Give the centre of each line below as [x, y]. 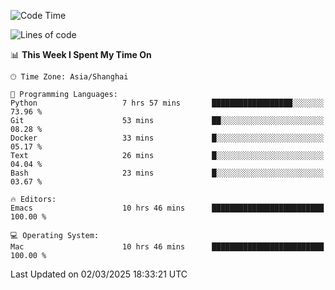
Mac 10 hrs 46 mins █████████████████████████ [167, 247]
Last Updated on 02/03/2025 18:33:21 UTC [99, 274]
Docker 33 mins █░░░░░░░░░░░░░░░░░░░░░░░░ [167, 138]
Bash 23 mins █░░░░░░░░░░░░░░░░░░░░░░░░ [167, 173]
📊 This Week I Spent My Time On [81, 54]
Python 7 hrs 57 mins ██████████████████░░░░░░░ [167, 103]
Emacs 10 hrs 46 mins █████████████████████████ [167, 208]
